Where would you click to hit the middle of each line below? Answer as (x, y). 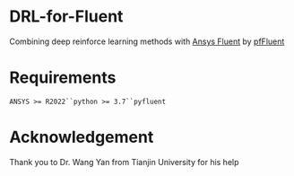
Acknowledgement (82, 137)
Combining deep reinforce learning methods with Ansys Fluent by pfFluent (147, 41)
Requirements (63, 78)
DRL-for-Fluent (66, 17)
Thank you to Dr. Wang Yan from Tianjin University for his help (124, 162)
